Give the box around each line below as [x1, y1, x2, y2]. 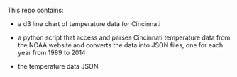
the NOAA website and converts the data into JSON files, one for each [17, 41, 224, 49]
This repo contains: [7, 6, 64, 14]
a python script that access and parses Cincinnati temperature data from [17, 33, 231, 42]
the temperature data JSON [17, 62, 99, 70]
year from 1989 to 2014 [17, 49, 87, 57]
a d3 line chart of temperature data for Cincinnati [17, 20, 161, 28]
